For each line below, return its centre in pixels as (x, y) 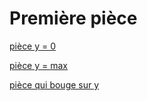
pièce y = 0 (33, 46)
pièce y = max (38, 65)
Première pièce (73, 18)
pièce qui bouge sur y (54, 84)
